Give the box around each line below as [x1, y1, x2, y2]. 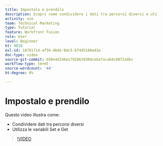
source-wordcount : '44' [5, 66, 53, 71]
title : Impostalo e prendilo [5, 7, 64, 12]
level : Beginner [5, 39, 38, 44]
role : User [5, 35, 27, 39]
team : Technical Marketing [5, 20, 60, 26]
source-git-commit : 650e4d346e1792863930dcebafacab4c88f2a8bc [5, 57, 133, 62]
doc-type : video [5, 52, 38, 57]
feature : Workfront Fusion [5, 30, 60, 35]
